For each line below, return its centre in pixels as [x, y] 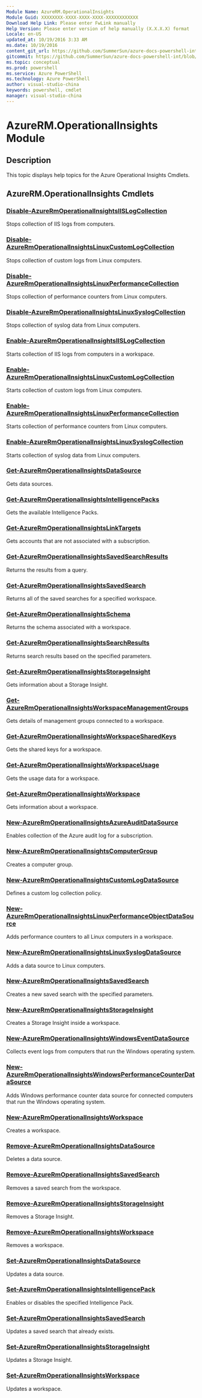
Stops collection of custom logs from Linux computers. [74, 260]
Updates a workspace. [34, 1388]
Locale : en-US [24, 34]
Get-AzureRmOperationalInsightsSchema [69, 614]
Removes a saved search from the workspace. [64, 1188]
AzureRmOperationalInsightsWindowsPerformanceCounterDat [101, 1075]
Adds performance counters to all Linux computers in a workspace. [90, 937]
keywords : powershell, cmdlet [44, 90]
